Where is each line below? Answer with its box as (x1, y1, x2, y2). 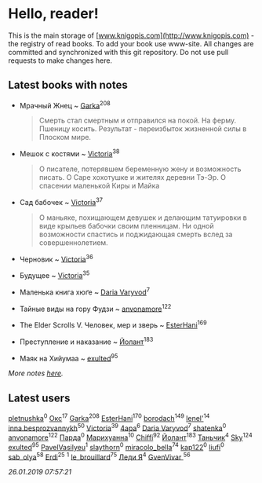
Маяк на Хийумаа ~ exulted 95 (19, 352, 118, 363)
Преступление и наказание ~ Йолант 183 (19, 335, 154, 346)
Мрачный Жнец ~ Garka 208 (19, 99, 111, 110)
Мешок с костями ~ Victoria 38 (19, 148, 120, 159)
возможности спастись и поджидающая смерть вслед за (38, 229, 233, 239)
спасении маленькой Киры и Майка (38, 181, 160, 191)
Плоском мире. (38, 133, 92, 142)
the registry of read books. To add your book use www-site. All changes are (8, 38, 254, 48)
